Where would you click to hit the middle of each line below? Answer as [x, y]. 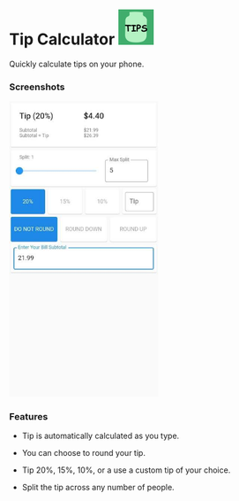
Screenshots [37, 87]
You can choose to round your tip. [83, 453]
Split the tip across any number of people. [98, 488]
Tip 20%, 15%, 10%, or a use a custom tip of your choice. [126, 470]
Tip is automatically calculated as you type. [101, 436]
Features [29, 417]
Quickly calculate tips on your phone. [77, 64]
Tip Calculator [62, 39]
